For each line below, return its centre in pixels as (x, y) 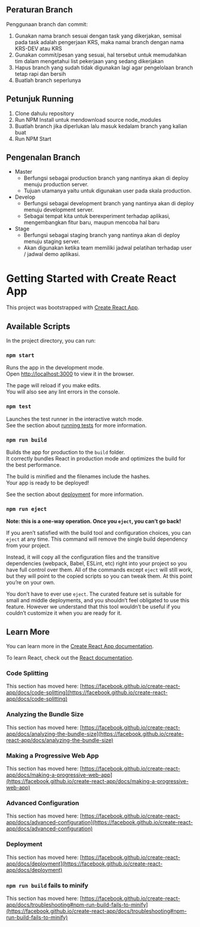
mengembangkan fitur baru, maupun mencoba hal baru (91, 223)
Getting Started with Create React (91, 278)
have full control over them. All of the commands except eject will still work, (99, 570)
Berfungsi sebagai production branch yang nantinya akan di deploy (106, 178)
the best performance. (34, 465)
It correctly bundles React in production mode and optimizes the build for (96, 458)
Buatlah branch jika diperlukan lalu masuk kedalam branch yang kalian (101, 126)
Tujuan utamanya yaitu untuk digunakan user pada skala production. (107, 191)
